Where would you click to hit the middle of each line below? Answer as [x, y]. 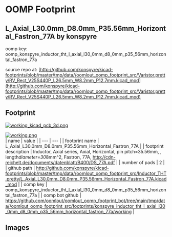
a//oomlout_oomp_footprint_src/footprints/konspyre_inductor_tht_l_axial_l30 [85, 206]
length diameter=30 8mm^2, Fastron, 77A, [48, 157]
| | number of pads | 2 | [140, 162]
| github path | [20, 168]
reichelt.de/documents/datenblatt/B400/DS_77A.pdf [60, 162]
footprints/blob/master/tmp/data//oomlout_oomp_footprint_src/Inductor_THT [86, 173]
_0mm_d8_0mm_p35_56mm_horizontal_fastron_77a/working [69, 211]
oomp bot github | [62, 195]
